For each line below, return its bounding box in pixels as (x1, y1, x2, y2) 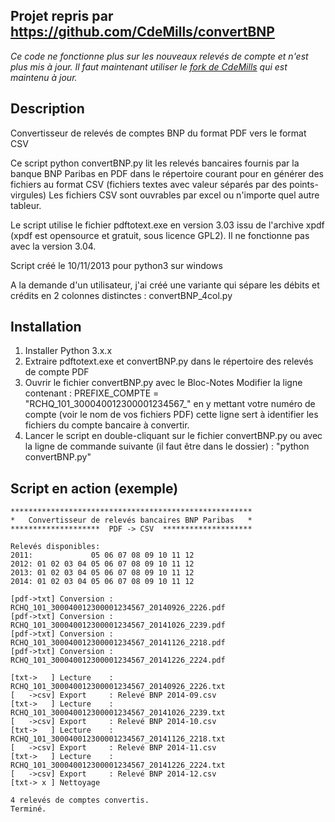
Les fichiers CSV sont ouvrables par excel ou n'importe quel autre (48, 189, 320, 201)
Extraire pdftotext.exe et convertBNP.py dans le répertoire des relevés (24, 355, 314, 368)
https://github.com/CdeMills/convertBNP (10, 24, 275, 41)
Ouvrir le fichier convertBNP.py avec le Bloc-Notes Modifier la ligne (24, 377, 303, 389)
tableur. (10, 199, 42, 211)
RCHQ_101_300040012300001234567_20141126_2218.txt (10, 734, 226, 744)
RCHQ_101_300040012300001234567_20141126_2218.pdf (10, 638, 226, 648)
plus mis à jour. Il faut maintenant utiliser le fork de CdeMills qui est (10, 60, 288, 73)
